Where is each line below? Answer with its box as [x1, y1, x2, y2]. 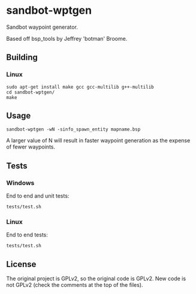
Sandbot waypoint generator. [6, 23, 78, 31]
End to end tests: [6, 231, 48, 238]
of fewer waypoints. [6, 143, 56, 150]
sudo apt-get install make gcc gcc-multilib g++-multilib [6, 84, 154, 90]
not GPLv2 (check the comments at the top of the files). [6, 281, 143, 289]
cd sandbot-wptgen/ [6, 89, 55, 95]
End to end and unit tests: [6, 192, 70, 199]
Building [6, 52, 38, 63]
